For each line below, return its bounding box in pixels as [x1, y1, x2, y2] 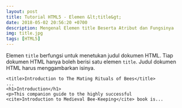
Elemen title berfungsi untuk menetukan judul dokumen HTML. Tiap [6, 52, 174, 59]
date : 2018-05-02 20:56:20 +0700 [6, 19, 88, 25]
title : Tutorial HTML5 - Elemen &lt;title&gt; [6, 14, 122, 20]
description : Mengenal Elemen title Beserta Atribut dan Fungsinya [6, 25, 174, 31]
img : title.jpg [6, 31, 43, 36]
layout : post [6, 8, 38, 15]
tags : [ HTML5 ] [6, 36, 41, 42]
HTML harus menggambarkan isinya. [6, 65, 95, 71]
